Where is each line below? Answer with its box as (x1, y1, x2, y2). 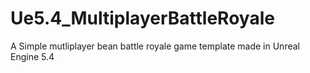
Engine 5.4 (10, 50, 55, 62)
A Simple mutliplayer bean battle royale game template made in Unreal (10, 40, 300, 52)
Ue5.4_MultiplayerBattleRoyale (10, 7, 275, 30)
